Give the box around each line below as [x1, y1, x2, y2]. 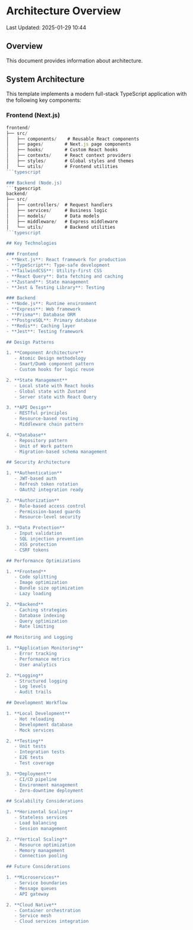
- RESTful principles [14, 410, 68, 416]
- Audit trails [14, 689, 52, 695]
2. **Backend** [6, 601, 44, 607]
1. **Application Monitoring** [6, 645, 84, 651]
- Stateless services [14, 814, 68, 820]
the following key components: [6, 97, 81, 104]
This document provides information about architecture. [6, 57, 143, 64]
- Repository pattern [14, 437, 68, 443]
